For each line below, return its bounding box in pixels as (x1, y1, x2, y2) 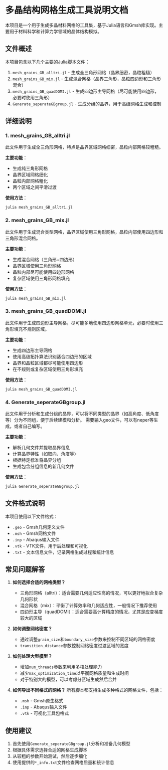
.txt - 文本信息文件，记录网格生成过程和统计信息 (12, 549, 114, 555)
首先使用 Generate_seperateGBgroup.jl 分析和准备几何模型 (12, 740, 131, 747)
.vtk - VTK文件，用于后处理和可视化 (12, 542, 88, 549)
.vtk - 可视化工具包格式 (20, 710, 69, 716)
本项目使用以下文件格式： (5, 513, 58, 519)
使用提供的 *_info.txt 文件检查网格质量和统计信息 (12, 759, 114, 765)
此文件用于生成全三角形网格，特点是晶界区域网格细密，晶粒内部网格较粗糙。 (5, 144, 163, 150)
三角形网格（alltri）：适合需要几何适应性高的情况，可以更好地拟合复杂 (20, 590, 163, 596)
